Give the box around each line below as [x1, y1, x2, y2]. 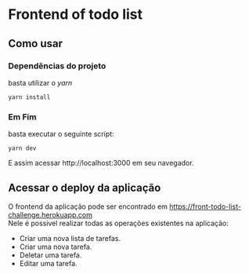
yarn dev [8, 144, 37, 152]
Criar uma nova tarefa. [19, 242, 92, 251]
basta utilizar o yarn [8, 78, 73, 87]
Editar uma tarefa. [19, 258, 78, 268]
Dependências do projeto [8, 60, 106, 71]
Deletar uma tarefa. [19, 250, 82, 260]
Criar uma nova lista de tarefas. [19, 233, 121, 243]
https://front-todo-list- [169, 202, 241, 211]
